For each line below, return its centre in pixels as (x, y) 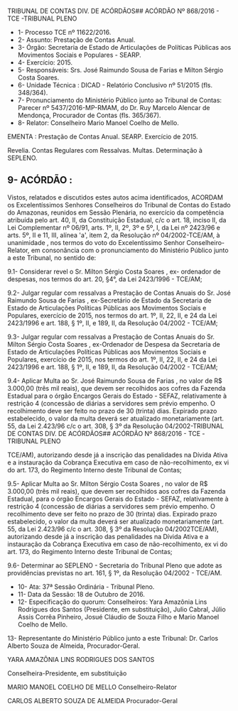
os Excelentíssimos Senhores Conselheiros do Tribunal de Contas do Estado (119, 205)
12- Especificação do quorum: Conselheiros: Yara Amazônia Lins (112, 602)
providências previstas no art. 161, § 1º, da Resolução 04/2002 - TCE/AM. (115, 572)
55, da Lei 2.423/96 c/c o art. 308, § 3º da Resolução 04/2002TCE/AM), (113, 528)
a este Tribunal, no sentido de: (52, 257)
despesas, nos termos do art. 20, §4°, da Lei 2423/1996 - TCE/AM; (105, 279)
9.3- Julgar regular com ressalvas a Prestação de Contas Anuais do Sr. (111, 337)
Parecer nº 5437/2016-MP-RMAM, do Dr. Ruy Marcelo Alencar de (114, 108)
